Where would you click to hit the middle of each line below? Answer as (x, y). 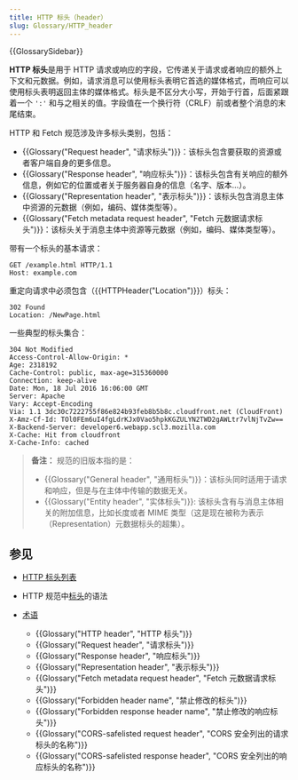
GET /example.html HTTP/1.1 (61, 265)
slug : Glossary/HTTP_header (61, 26)
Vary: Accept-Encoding (51, 404)
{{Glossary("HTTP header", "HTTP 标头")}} (114, 634)
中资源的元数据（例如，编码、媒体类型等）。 (102, 207)
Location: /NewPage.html (55, 315)
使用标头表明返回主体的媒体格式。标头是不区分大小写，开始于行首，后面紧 (145, 92)
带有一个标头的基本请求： (56, 248)
